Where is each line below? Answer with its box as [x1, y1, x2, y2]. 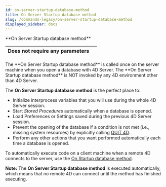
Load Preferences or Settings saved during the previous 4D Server [12, 113, 152, 119]
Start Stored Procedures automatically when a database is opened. [12, 107, 153, 114]
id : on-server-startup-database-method [5, 7, 90, 13]
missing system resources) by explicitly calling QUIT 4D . [12, 129, 131, 135]
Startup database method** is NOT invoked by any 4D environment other [5, 72, 158, 78]
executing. [5, 176, 27, 182]
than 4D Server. [5, 77, 38, 84]
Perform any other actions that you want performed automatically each [12, 135, 161, 141]
